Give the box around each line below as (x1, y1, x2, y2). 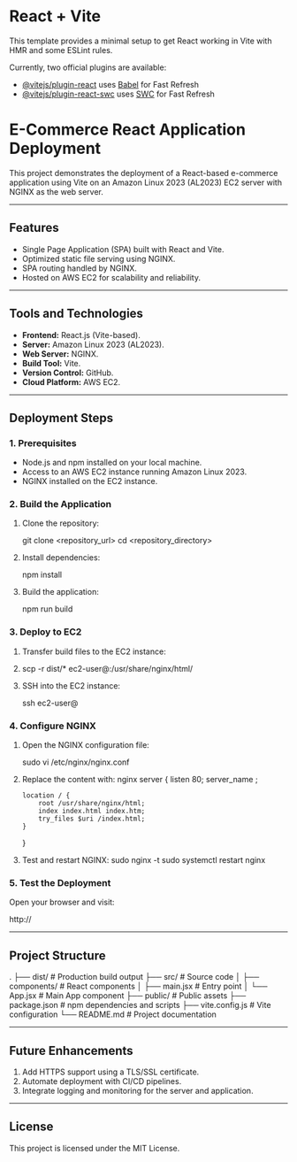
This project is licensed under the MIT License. (9, 1143, 180, 1153)
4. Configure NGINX (9, 720, 97, 732)
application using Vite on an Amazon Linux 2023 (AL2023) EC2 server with (9, 177, 283, 188)
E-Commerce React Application (9, 119, 246, 140)
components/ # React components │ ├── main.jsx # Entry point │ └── (9, 981, 268, 992)
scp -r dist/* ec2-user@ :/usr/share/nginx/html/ (21, 663, 194, 673)
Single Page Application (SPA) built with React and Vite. (21, 243, 225, 254)
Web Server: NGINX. (21, 348, 99, 359)
